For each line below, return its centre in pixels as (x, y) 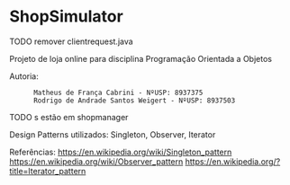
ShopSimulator (66, 17)
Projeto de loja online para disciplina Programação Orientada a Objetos (141, 58)
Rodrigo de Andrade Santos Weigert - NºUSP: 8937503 (134, 101)
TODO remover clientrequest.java (71, 41)
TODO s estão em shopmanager (69, 117)
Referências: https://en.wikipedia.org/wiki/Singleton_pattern (121, 152)
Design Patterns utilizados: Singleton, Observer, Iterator (113, 134)
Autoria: (24, 76)
